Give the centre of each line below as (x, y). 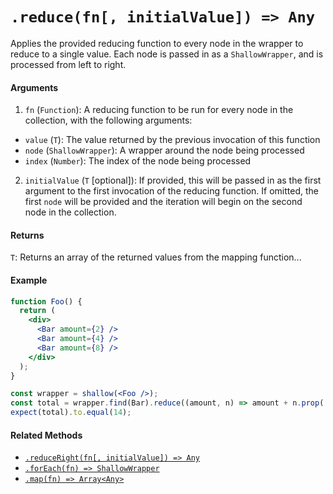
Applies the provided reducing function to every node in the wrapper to (157, 43)
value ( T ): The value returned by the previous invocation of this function (172, 140)
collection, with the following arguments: (108, 120)
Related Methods (46, 435)
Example (29, 280)
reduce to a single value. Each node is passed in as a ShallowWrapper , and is (167, 54)
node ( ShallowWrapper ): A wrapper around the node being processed (164, 150)
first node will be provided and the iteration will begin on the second (163, 202)
